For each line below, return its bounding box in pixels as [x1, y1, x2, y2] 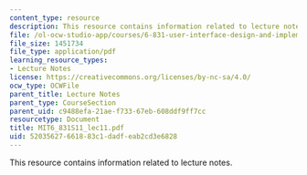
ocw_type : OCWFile [9, 81, 79, 90]
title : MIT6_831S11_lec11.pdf [9, 124, 125, 133]
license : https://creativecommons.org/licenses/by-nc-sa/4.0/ [9, 73, 251, 82]
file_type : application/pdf [9, 47, 117, 57]
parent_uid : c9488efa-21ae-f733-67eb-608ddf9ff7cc [9, 107, 206, 116]
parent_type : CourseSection [9, 98, 117, 108]
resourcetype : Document [9, 115, 101, 124]
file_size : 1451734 [9, 38, 84, 48]
